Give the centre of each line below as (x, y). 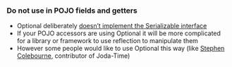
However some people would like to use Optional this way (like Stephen (121, 49)
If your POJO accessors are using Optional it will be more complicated (119, 33)
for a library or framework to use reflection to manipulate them (108, 41)
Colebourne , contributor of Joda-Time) (73, 56)
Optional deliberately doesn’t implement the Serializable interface (112, 26)
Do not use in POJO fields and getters (72, 11)
